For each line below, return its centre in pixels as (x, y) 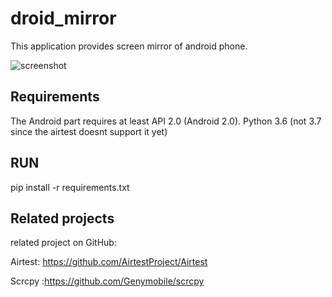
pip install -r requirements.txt (70, 187)
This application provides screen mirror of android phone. (129, 46)
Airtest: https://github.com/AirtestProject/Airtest (109, 262)
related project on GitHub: (63, 243)
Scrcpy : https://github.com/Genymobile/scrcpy (107, 281)
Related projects (62, 218)
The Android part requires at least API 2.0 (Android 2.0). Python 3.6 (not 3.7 (166, 121)
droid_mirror (63, 18)
